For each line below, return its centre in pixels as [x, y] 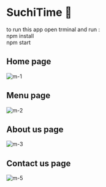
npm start [19, 42]
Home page [29, 61]
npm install [20, 35]
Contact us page [39, 163]
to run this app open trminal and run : [53, 29]
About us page [35, 129]
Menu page [28, 96]
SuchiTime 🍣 [39, 13]
